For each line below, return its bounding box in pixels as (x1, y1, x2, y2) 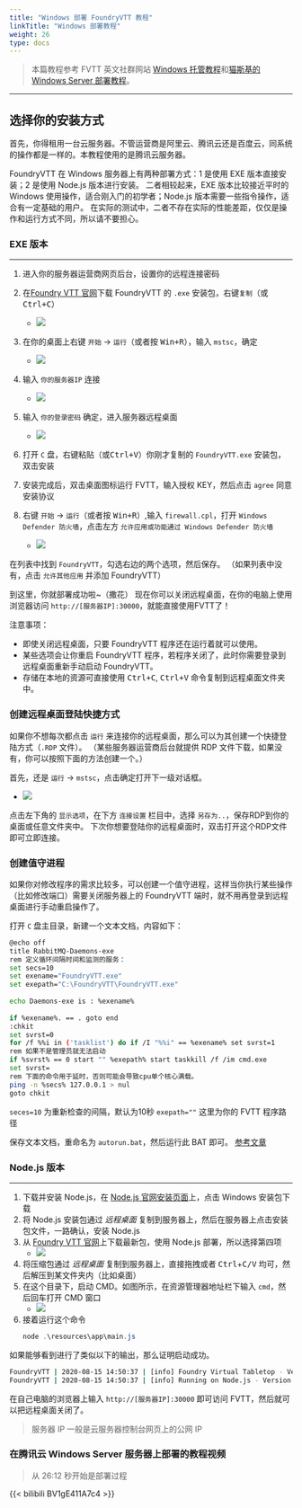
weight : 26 (9, 30, 50, 39)
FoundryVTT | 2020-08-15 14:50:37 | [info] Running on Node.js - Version (9, 1376, 292, 1385)
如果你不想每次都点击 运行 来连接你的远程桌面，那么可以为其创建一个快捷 (9, 730, 280, 741)
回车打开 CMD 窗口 (30, 1291, 102, 1303)
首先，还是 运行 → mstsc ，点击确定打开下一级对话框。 (9, 772, 207, 783)
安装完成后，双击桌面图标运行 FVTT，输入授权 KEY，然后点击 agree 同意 (22, 480, 292, 491)
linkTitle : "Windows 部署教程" (9, 22, 121, 31)
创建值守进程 (9, 856, 66, 869)
